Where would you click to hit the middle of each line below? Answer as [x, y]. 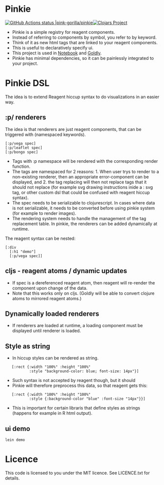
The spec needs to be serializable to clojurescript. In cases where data [83, 203]
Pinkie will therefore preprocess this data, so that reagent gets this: [80, 385]
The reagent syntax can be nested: [40, 238]
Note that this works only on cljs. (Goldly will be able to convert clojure [83, 293]
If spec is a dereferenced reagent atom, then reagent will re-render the [83, 282]
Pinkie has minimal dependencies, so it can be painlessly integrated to [83, 58]
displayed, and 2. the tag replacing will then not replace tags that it [79, 182]
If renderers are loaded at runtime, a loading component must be [77, 326]
